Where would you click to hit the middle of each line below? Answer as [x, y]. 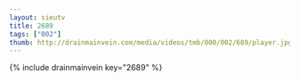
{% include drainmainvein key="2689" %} [86, 68]
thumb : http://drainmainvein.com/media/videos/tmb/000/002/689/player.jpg [151, 42]
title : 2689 [31, 26]
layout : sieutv [37, 17]
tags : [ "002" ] [36, 34]
